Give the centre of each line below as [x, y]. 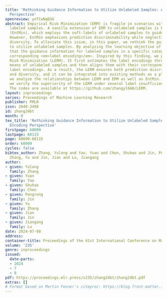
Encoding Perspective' [33, 125]
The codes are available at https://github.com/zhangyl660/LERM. [79, 88]
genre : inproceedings [28, 250]
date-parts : [22, 259]
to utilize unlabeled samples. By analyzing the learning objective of [85, 47]
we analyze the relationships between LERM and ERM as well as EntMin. [85, 79]
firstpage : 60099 [23, 130]
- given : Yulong [22, 167]
